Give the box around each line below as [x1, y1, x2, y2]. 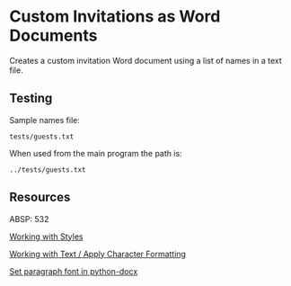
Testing [9, 91, 53, 106]
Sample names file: [9, 114, 81, 125]
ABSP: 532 [9, 213, 49, 224]
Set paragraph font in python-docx [9, 265, 138, 276]
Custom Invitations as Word [9, 6, 221, 27]
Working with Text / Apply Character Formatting [9, 248, 187, 259]
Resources [9, 190, 71, 205]
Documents [9, 25, 98, 46]
